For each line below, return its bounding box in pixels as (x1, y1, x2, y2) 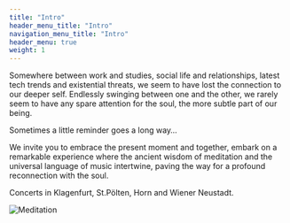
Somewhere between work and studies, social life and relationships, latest (9, 70, 280, 81)
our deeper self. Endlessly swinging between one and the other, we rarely (9, 89, 278, 100)
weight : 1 (9, 46, 46, 55)
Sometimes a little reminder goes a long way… (9, 125, 177, 135)
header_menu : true (9, 37, 77, 47)
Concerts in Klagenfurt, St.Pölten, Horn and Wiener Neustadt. (9, 188, 234, 198)
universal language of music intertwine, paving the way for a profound (9, 161, 266, 172)
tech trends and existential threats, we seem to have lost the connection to (9, 80, 282, 90)
